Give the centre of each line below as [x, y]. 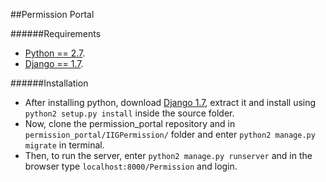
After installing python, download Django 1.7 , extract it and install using [170, 102]
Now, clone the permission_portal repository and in [130, 123]
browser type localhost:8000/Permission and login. [131, 166]
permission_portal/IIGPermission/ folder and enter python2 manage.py [170, 134]
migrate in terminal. [64, 145]
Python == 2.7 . [55, 53]
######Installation [49, 83]
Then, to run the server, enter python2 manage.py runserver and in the [168, 155]
